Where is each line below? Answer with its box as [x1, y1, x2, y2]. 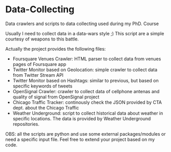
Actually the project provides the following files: [5, 46, 106, 52]
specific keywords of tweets [12, 83, 73, 89]
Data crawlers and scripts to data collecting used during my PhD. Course [5, 20, 159, 27]
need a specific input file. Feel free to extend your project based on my [5, 136, 155, 142]
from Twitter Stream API [12, 72, 64, 78]
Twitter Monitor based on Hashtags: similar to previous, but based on [12, 77, 159, 83]
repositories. [12, 121, 39, 127]
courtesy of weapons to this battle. [5, 36, 79, 42]
